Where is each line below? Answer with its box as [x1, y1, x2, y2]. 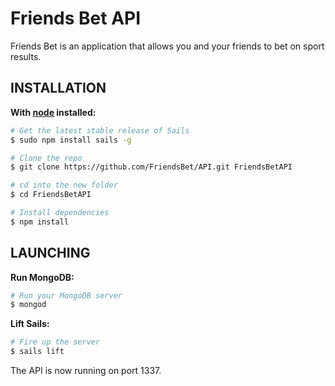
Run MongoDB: [10, 271, 75, 283]
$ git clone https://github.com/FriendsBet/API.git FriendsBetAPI [10, 162, 293, 172]
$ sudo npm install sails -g [10, 135, 132, 145]
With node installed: [10, 106, 97, 118]
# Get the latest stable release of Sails [10, 125, 190, 136]
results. [10, 50, 42, 62]
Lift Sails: [10, 318, 50, 330]
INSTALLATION [10, 80, 107, 97]
